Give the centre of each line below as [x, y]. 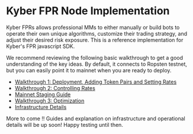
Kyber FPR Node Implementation [88, 11]
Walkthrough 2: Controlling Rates [55, 88]
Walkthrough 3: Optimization [49, 100]
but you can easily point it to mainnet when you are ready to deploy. [89, 70]
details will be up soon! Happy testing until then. [65, 125]
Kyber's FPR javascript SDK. [41, 46]
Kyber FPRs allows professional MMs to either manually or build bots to [93, 27]
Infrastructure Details [41, 107]
